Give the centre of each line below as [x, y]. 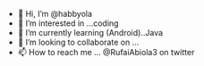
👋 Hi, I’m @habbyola [55, 14]
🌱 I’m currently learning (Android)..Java [90, 33]
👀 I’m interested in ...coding [68, 23]
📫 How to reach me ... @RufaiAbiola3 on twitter [106, 52]
